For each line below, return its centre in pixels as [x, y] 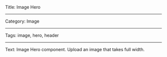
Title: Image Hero [23, 7]
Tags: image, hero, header [32, 35]
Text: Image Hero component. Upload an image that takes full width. [75, 49]
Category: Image [22, 21]
